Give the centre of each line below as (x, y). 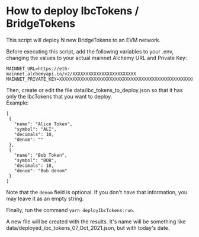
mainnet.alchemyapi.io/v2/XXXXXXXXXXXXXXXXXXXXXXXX (71, 74)
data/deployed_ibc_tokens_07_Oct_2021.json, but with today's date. (88, 227)
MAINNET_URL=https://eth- (38, 69)
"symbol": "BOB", (36, 160)
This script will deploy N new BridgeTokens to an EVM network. (84, 40)
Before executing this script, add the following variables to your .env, (90, 51)
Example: (17, 103)
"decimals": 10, (34, 134)
